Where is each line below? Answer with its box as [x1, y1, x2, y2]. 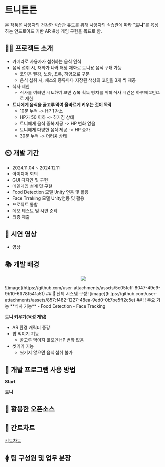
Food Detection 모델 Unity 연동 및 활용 [12, 189, 89, 195]
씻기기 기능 [12, 343, 34, 349]
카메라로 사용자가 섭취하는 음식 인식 [12, 58, 82, 64]
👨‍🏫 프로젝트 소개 [5, 44, 53, 53]
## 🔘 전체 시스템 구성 [46, 291, 88, 297]
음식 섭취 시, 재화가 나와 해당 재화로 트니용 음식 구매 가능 [12, 64, 122, 70]
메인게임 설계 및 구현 [12, 183, 53, 189]
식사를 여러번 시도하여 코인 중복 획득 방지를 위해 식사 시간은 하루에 [19, 89, 148, 95]
